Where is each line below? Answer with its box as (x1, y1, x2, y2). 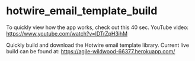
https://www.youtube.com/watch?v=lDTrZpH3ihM (6, 30, 128, 37)
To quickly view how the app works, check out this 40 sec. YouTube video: (6, 24, 188, 31)
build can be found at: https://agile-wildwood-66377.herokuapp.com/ (6, 47, 175, 54)
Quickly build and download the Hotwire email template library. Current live (6, 41, 190, 49)
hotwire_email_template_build (6, 4, 158, 18)
